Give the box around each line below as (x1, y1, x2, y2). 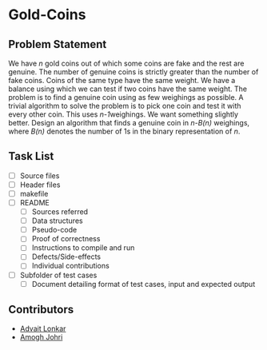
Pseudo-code (31, 225, 78, 235)
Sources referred (31, 207, 89, 217)
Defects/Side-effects (31, 252, 102, 261)
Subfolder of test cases (19, 270, 98, 280)
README (19, 198, 50, 207)
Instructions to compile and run (31, 243, 135, 253)
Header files (19, 180, 61, 189)
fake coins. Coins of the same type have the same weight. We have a (8, 76, 236, 85)
